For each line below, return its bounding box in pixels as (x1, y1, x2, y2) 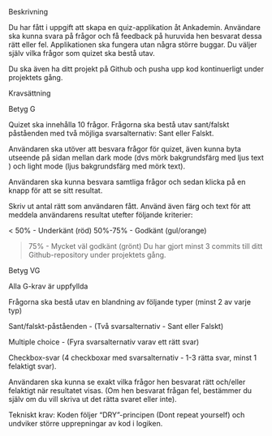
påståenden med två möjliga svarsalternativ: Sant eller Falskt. (8, 129, 214, 138)
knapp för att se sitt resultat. (8, 186, 103, 195)
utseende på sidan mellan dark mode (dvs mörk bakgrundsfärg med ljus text (8, 153, 264, 162)
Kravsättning (8, 88, 51, 98)
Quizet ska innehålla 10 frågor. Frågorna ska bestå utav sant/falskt (8, 120, 230, 129)
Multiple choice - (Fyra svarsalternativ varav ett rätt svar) (8, 337, 200, 347)
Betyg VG (8, 266, 41, 275)
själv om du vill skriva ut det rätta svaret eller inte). (8, 395, 177, 404)
